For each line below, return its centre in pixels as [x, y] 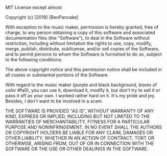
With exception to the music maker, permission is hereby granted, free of [82, 27]
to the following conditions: [34, 60]
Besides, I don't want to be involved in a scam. [54, 101]
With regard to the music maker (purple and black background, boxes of [81, 85]
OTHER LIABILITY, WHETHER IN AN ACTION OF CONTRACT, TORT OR [80, 138]
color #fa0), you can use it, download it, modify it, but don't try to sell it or [83, 90]
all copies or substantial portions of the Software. [57, 75]
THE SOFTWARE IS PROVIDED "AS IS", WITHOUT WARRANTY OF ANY [80, 111]
